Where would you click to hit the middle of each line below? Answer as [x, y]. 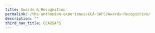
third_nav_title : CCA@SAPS [33, 23]
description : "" [22, 18]
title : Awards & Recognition [35, 9]
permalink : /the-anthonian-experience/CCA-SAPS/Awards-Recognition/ [78, 14]
